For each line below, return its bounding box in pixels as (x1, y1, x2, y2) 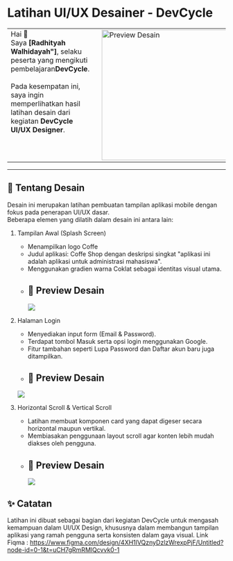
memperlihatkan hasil (10, 99, 81, 109)
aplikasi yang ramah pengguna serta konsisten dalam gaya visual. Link (7, 531, 209, 539)
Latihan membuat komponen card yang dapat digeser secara (27, 417, 202, 425)
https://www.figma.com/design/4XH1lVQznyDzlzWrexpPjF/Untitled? (30, 538, 224, 546)
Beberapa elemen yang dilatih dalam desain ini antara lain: (7, 215, 174, 223)
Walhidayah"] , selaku (10, 47, 82, 56)
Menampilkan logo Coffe (27, 242, 98, 251)
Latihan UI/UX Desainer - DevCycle (7, 5, 214, 21)
